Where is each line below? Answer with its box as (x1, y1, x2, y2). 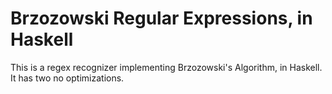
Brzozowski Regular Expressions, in (10, 7, 313, 30)
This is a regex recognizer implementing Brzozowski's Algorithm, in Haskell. (10, 61, 323, 73)
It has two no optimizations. (10, 72, 125, 84)
